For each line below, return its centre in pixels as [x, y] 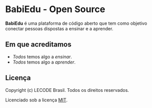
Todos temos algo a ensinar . [42, 57]
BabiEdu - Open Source [55, 9]
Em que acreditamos [39, 45]
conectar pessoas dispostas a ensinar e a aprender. [59, 28]
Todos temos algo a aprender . [44, 62]
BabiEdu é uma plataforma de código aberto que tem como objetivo [76, 23]
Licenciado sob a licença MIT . [36, 100]
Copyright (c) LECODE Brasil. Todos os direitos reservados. [67, 90]
